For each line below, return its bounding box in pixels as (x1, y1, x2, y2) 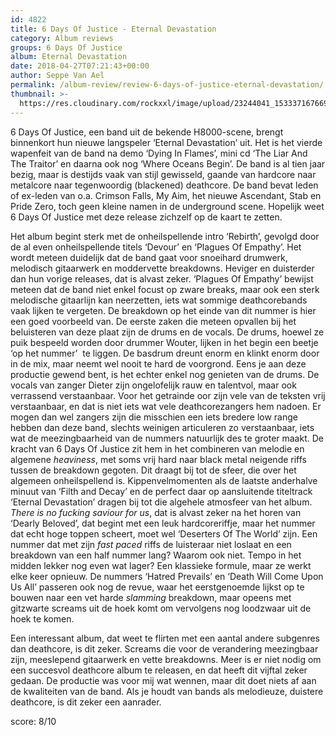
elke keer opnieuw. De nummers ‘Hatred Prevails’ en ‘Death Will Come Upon (10, 570, 324, 582)
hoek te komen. (10, 612, 75, 625)
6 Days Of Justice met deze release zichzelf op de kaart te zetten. (10, 211, 283, 223)
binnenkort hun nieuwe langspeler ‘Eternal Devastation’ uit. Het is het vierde (10, 136, 323, 148)
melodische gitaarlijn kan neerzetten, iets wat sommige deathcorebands (10, 294, 308, 306)
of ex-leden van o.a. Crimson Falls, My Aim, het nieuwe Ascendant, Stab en (10, 189, 322, 201)
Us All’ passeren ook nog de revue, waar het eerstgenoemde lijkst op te (10, 581, 305, 593)
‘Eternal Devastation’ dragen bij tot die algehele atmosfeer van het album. (10, 496, 313, 508)
